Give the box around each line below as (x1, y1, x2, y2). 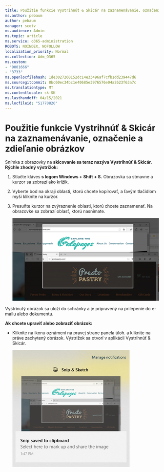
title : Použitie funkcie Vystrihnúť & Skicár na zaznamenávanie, (5, 8, 141, 13)
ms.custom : (5, 59, 27, 64)
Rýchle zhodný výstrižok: (5, 164, 58, 171)
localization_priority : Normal (5, 49, 69, 54)
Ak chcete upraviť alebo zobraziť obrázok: (5, 320, 93, 326)
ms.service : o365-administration (5, 39, 73, 44)
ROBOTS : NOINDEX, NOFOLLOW (5, 44, 60, 49)
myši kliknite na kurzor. (12, 193, 59, 200)
